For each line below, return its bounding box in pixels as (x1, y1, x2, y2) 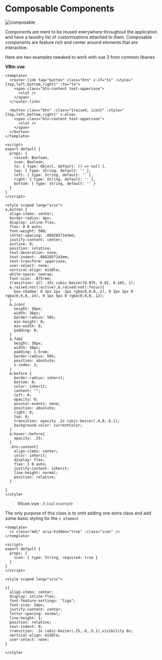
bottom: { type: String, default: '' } (14, 181, 96, 186)
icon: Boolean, (14, 159, 45, 164)
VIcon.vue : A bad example (17, 500, 73, 506)
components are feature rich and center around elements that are (5, 39, 138, 45)
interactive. (5, 44, 28, 50)
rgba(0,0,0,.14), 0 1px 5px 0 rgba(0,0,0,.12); (5, 293, 105, 298)
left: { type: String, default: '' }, (14, 172, 94, 178)
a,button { (5, 207, 28, 212)
